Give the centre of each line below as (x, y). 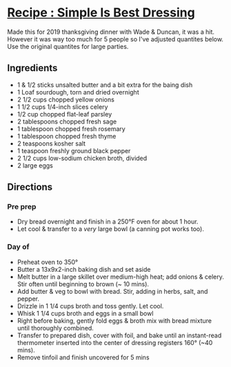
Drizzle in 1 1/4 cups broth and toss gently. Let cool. (90, 306)
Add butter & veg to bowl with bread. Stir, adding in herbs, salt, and (112, 291)
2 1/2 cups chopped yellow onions (66, 99)
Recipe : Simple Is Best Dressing (101, 13)
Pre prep (22, 207)
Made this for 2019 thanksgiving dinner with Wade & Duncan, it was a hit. (111, 32)
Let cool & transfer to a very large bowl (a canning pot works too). (111, 229)
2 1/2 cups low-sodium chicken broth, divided (82, 158)
